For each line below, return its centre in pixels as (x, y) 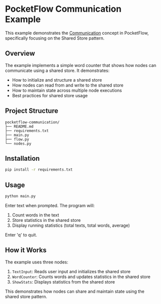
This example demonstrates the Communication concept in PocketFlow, (77, 33)
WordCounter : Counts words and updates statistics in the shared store (81, 277)
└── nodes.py (18, 143)
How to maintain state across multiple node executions (67, 90)
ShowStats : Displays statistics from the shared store (63, 282)
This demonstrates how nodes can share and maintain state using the (75, 291)
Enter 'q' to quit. (21, 235)
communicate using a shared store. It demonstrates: (57, 70)
